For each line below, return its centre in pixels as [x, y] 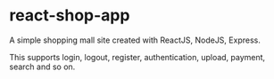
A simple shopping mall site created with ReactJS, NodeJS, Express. [135, 40]
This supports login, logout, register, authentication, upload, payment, [137, 57]
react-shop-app [70, 16]
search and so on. [42, 67]
